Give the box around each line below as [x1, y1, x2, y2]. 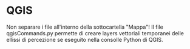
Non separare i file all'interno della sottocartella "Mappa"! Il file [6, 23, 164, 30]
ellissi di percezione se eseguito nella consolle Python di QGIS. [6, 36, 163, 43]
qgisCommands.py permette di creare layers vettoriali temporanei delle [6, 29, 184, 36]
